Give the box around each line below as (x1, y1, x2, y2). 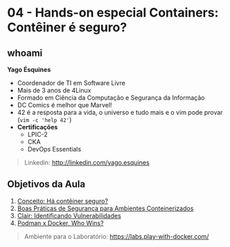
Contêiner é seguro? (7, 19, 127, 35)
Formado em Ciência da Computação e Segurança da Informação (17, 93, 205, 102)
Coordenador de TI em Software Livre (17, 79, 126, 87)
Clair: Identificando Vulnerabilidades (17, 211, 121, 219)
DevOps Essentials (27, 145, 82, 153)
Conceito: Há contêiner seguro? (17, 196, 109, 205)
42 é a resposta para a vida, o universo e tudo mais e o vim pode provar (17, 109, 223, 116)
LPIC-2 (27, 130, 48, 138)
